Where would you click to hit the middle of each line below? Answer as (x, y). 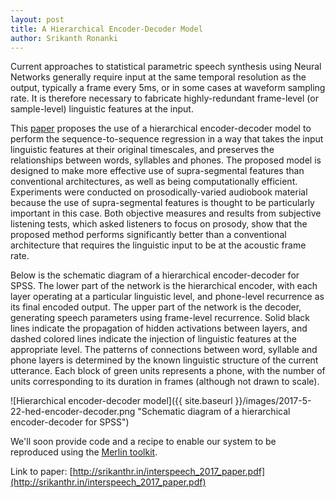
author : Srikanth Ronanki (64, 38)
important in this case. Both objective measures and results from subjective (166, 213)
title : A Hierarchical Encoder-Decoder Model (106, 29)
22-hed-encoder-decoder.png (73, 412)
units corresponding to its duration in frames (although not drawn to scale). (165, 382)
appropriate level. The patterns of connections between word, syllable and (164, 350)
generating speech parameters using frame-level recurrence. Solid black (160, 318)
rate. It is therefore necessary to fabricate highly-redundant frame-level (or (164, 98)
